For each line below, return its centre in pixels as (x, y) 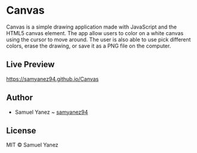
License (21, 131)
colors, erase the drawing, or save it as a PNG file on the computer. (89, 46)
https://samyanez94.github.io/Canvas (53, 79)
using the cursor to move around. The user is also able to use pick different (98, 39)
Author (19, 98)
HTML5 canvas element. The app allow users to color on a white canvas (95, 33)
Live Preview (30, 65)
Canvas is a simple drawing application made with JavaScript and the (92, 27)
